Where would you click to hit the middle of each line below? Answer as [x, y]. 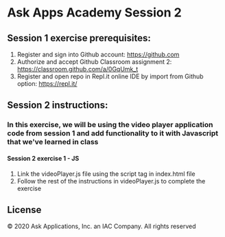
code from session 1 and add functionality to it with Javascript [113, 133]
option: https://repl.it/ [47, 83]
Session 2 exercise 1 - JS [43, 158]
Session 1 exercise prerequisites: [79, 38]
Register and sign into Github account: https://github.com [98, 54]
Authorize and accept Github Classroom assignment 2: [94, 62]
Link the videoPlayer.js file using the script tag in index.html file [106, 174]
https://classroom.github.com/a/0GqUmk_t [78, 69]
